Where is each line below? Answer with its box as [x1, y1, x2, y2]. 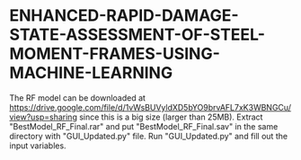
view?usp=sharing [9, 111, 78, 122]
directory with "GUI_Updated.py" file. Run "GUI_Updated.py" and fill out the [9, 130, 288, 141]
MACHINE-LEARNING [9, 63, 173, 84]
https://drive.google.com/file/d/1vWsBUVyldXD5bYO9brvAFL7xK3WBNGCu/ [9, 102, 292, 112]
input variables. [9, 140, 66, 151]
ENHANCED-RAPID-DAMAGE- [9, 5, 240, 26]
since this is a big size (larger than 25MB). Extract [79, 111, 263, 122]
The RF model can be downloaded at [9, 92, 146, 103]
